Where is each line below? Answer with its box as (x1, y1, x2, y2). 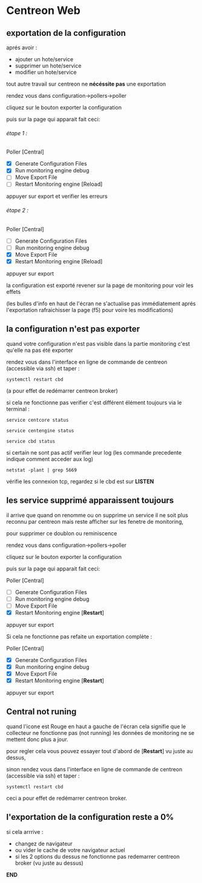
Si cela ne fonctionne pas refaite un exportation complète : (6, 632, 152, 640)
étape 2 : (6, 207, 29, 214)
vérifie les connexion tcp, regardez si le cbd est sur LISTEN (6, 478, 154, 485)
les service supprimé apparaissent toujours (6, 495, 174, 506)
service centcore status (6, 417, 69, 423)
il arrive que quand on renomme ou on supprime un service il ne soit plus (6, 511, 189, 519)
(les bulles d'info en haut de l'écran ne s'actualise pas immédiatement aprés (6, 300, 196, 307)
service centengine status (6, 427, 74, 434)
